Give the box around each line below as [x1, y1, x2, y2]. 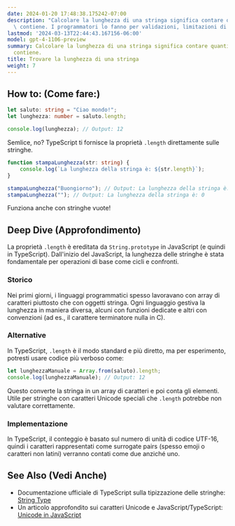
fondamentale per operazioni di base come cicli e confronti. [7, 258, 180, 266]
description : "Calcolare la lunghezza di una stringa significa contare [7, 17, 224, 24]
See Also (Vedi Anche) [7, 469, 107, 482]
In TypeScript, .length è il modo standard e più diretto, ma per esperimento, [7, 346, 226, 355]
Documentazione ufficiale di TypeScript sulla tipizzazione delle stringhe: [17, 488, 226, 497]
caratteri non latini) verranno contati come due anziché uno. [7, 449, 180, 458]
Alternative [7, 330, 47, 340]
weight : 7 [7, 62, 36, 69]
